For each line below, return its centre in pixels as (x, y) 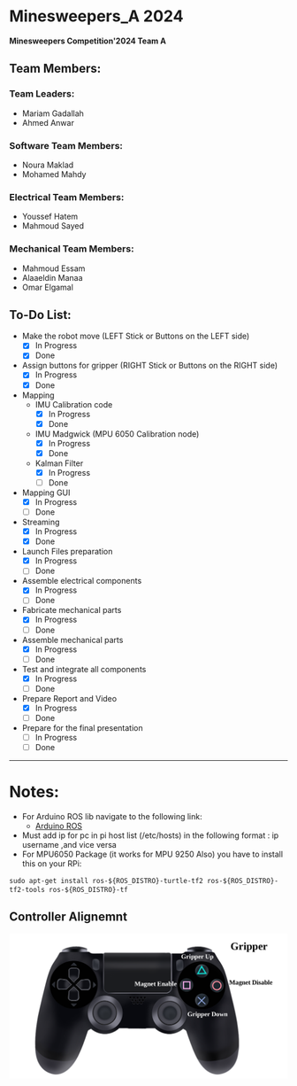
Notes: (34, 792)
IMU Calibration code (74, 404)
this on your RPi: (52, 864)
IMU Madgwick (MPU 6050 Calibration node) (117, 434)
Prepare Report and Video (69, 698)
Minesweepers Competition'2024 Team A (88, 41)
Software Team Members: (66, 145)
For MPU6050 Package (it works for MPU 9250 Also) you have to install (152, 854)
